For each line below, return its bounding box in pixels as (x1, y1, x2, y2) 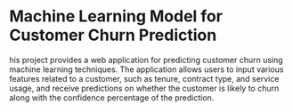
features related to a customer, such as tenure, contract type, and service (9, 73, 280, 84)
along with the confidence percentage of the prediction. (9, 92, 215, 103)
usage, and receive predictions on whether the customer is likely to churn (9, 83, 280, 93)
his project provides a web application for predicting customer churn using (9, 54, 283, 65)
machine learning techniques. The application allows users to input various (9, 64, 284, 75)
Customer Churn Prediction (9, 25, 217, 45)
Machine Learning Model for (9, 6, 223, 27)
